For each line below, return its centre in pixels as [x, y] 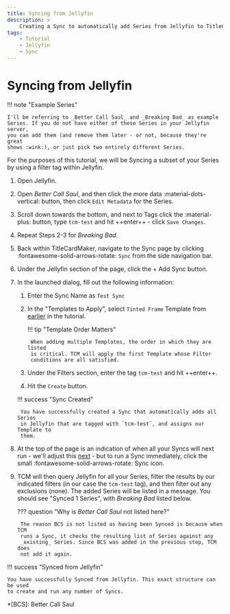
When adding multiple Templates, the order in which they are [121, 342]
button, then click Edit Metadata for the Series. [107, 201]
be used [18, 585]
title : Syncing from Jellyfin [50, 13]
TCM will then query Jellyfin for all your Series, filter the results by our [116, 476]
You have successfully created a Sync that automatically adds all [118, 412]
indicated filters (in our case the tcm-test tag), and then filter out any [114, 484]
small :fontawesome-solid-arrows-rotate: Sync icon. [91, 463]
